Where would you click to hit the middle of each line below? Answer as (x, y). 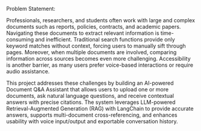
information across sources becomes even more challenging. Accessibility (98, 59)
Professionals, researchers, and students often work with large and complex (101, 20)
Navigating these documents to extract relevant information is (83, 33)
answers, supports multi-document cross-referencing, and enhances (92, 115)
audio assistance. (28, 71)
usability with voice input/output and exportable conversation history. (92, 121)
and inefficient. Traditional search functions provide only (105, 39)
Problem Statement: (31, 9)
